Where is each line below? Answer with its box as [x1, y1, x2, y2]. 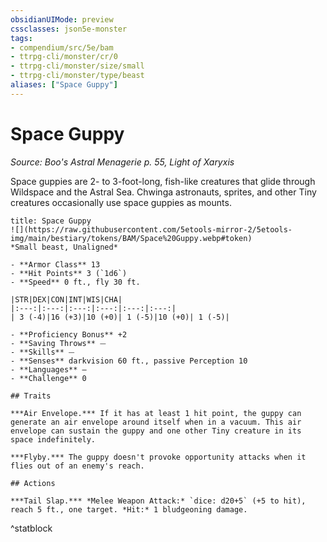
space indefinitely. [10, 434, 97, 445]
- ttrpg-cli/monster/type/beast [10, 71, 145, 81]
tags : [10, 33, 33, 43]
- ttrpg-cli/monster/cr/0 [10, 52, 118, 62]
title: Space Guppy [10, 216, 92, 226]
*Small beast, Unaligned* [10, 242, 118, 252]
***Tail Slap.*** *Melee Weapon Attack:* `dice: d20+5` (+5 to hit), [10, 496, 307, 506]
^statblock [10, 522, 53, 534]
